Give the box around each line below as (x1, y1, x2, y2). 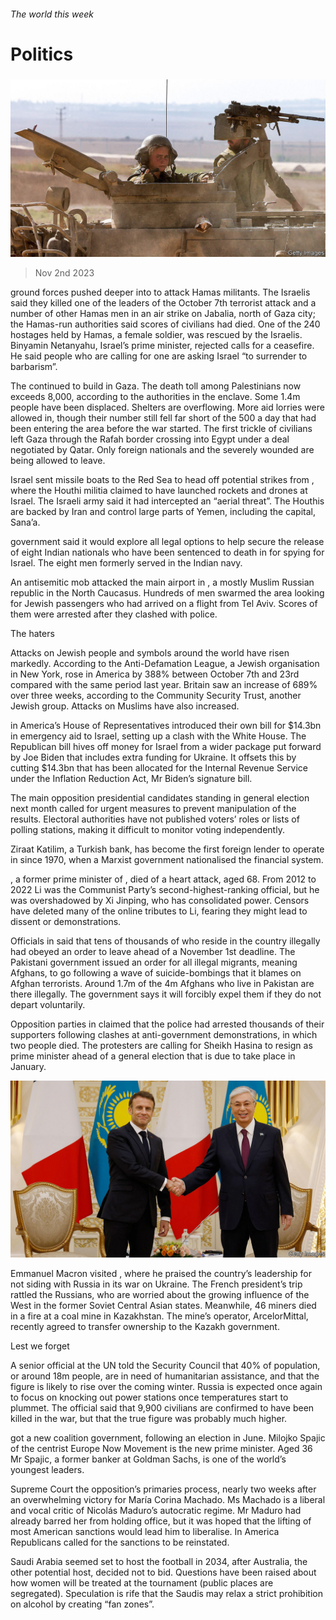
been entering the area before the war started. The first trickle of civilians (10, 422, 313, 434)
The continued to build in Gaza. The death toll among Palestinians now (10, 380, 302, 392)
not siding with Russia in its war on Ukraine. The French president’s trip (10, 1278, 303, 1290)
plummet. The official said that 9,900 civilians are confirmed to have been (10, 1402, 315, 1414)
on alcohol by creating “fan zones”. (10, 1598, 155, 1610)
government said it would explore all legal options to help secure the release (10, 535, 325, 547)
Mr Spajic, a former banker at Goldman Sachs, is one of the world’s (10, 1453, 287, 1465)
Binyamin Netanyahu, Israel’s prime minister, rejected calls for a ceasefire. (10, 339, 315, 351)
